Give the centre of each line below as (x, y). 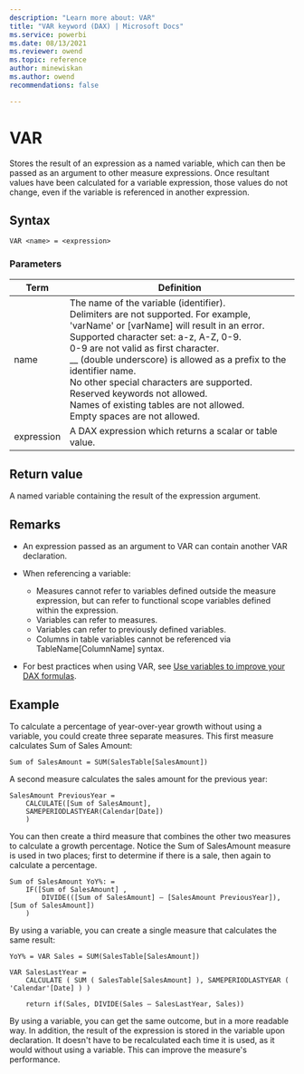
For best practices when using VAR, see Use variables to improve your (153, 666)
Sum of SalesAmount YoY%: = (62, 882)
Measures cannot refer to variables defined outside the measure (156, 591)
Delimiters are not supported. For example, (160, 314)
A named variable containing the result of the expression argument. (135, 496)
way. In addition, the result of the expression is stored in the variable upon (147, 1030)
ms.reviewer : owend (46, 52)
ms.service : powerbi (48, 34)
